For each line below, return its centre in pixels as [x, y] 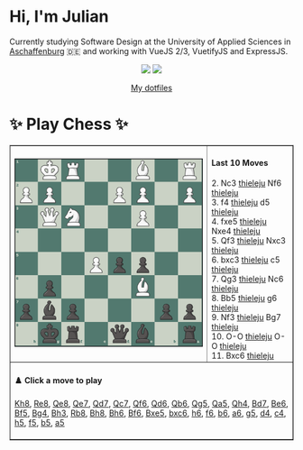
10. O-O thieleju [242, 336]
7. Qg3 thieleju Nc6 [248, 279]
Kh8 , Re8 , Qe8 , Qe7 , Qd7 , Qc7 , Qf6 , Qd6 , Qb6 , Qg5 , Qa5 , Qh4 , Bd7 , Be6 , [151, 404]
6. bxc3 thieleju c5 [246, 260]
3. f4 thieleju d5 [241, 202]
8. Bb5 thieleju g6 [244, 298]
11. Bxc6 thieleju [243, 355]
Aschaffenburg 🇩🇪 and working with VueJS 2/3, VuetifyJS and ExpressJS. [149, 51]
